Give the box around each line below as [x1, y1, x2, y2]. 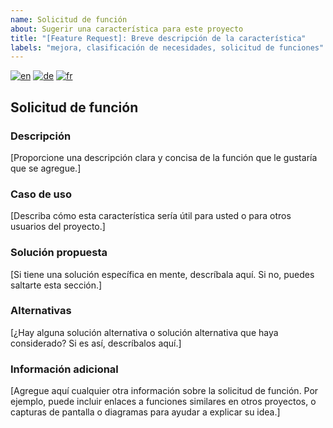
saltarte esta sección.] [10, 279, 103, 291]
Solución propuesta [10, 246, 108, 260]
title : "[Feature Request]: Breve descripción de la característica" [10, 33, 307, 43]
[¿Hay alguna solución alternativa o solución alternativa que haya [10, 326, 279, 338]
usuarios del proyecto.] [10, 221, 106, 233]
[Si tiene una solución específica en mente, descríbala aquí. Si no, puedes [10, 268, 315, 280]
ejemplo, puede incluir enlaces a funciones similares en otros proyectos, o [10, 396, 317, 408]
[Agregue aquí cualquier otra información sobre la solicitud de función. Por [10, 385, 319, 397]
